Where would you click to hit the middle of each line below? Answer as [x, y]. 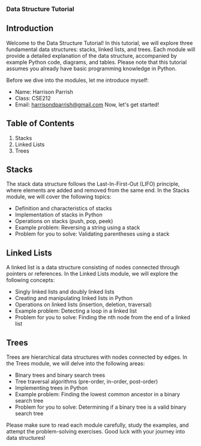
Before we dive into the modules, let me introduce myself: [77, 80]
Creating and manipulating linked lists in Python [74, 298]
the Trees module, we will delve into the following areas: [76, 363]
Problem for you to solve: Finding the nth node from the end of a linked [103, 317]
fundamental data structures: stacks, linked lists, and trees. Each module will [101, 49]
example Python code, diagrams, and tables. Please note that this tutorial [97, 62]
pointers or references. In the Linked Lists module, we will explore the [92, 274]
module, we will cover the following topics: [59, 197]
